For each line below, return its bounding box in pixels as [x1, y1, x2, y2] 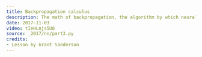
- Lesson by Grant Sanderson [6, 42, 79, 48]
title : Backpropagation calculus [6, 8, 90, 15]
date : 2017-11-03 [6, 20, 50, 26]
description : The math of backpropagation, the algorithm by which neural [6, 14, 198, 20]
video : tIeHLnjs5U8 [6, 25, 55, 31]
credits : [6, 36, 28, 42]
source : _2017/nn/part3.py [6, 31, 74, 37]
